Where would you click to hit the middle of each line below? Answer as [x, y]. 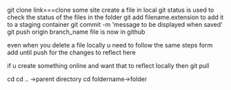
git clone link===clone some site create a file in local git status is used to [111, 10]
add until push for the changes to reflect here [71, 52]
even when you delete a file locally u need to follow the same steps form [110, 45]
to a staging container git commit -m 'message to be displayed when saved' [115, 24]
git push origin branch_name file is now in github [76, 32]
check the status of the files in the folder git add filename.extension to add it [115, 17]
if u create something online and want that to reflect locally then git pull [108, 66]
